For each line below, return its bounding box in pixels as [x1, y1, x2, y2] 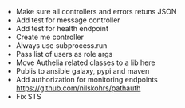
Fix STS [15, 92, 41, 101]
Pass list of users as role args [15, 50, 113, 58]
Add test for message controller [15, 15, 121, 25]
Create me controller [15, 32, 85, 42]
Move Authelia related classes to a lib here [15, 58, 155, 67]
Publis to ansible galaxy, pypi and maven [15, 66, 150, 75]
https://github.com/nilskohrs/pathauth [15, 83, 141, 93]
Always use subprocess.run [15, 41, 108, 50]
